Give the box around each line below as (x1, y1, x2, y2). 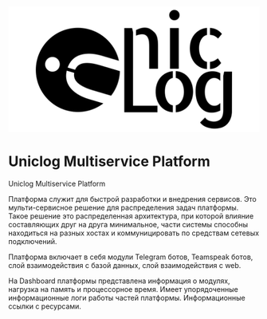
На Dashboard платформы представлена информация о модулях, (8, 276, 230, 286)
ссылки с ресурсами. (8, 301, 82, 311)
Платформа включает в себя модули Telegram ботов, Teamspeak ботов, (8, 252, 253, 262)
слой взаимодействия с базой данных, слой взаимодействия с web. (8, 260, 241, 270)
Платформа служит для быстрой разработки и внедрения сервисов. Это (8, 194, 257, 203)
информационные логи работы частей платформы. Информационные (8, 293, 245, 302)
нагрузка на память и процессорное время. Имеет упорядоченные (8, 284, 239, 293)
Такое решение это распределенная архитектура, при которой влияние (8, 211, 254, 221)
